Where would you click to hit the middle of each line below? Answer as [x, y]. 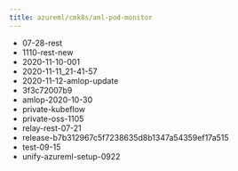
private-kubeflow [54, 109]
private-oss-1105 [53, 118]
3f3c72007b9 [47, 90]
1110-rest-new [48, 52]
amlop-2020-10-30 [57, 100]
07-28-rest [42, 43]
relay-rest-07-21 [52, 128]
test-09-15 [41, 147]
